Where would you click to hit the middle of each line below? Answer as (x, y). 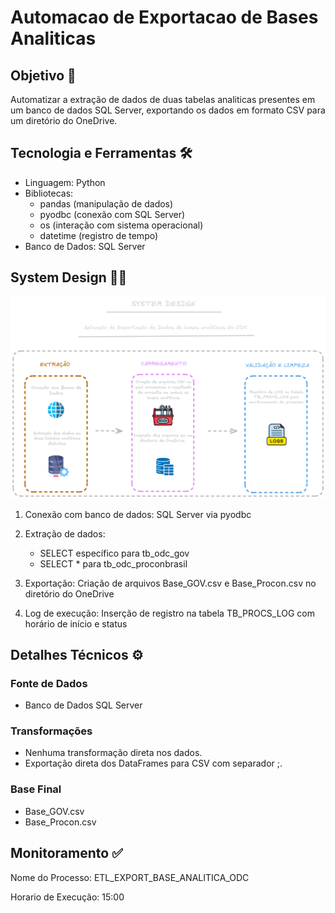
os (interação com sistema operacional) (121, 225)
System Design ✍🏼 (69, 277)
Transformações (51, 731)
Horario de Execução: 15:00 (67, 897)
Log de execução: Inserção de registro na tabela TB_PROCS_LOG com (169, 613)
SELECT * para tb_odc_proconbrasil (113, 563)
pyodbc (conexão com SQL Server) (112, 214)
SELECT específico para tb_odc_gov (114, 553)
